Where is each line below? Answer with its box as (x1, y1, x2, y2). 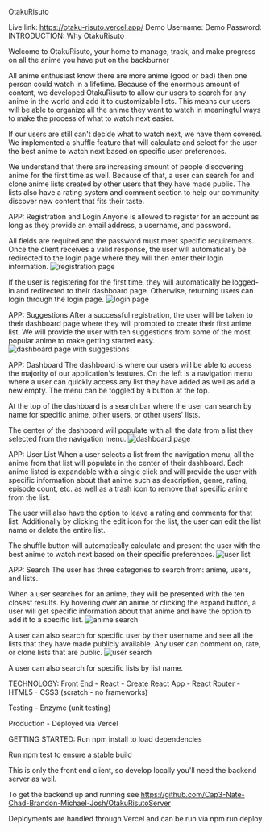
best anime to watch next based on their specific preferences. (8, 550, 215, 559)
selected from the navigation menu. (8, 434, 127, 443)
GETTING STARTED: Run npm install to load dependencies (8, 734, 203, 744)
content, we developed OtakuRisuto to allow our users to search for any (8, 88, 247, 98)
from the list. (8, 492, 51, 502)
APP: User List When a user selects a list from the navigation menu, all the (8, 450, 255, 459)
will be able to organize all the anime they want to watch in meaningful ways (8, 105, 261, 114)
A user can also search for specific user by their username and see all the (8, 630, 254, 640)
